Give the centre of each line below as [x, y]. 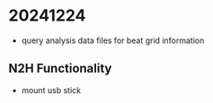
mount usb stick [51, 90]
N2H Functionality [60, 69]
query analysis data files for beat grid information [113, 40]
